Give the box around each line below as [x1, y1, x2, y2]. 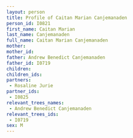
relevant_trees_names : [6, 100, 64, 106]
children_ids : [6, 71, 43, 78]
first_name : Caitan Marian [6, 26, 75, 32]
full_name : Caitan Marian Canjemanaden [6, 37, 108, 43]
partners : [6, 77, 32, 83]
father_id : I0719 [6, 60, 51, 66]
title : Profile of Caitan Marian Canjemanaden [6, 15, 127, 21]
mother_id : [6, 49, 34, 55]
